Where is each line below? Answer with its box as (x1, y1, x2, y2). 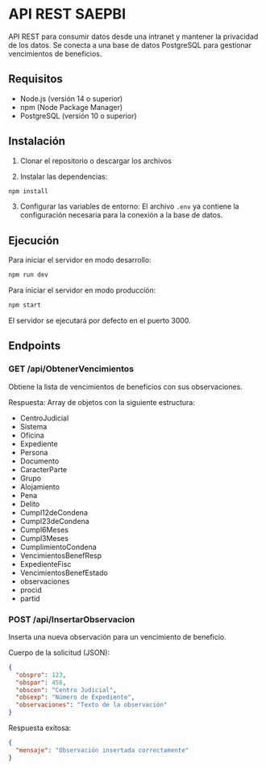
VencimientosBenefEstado (19, 568, 109, 577)
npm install (8, 187, 48, 195)
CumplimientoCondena (19, 542, 97, 551)
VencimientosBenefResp (19, 551, 102, 560)
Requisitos (8, 72, 63, 86)
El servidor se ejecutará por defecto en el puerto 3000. (8, 316, 191, 325)
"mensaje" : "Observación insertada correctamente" (15, 746, 189, 754)
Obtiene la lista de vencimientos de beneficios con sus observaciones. (8, 382, 243, 391)
